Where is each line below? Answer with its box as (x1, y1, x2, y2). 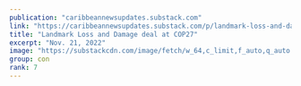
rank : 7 (9, 64, 39, 73)
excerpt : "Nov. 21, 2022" (9, 38, 106, 47)
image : (9, 47, 34, 56)
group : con (9, 55, 50, 64)
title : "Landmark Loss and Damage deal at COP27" (9, 30, 199, 39)
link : (9, 21, 30, 30)
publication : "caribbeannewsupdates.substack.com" (9, 13, 202, 22)
